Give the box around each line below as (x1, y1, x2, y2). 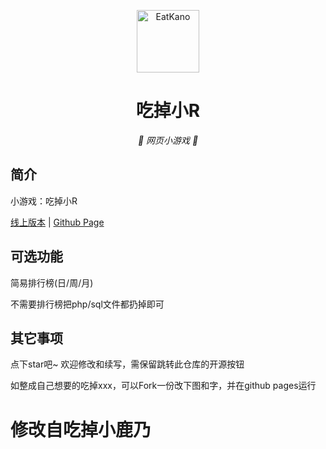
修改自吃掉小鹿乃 (10, 418, 152, 441)
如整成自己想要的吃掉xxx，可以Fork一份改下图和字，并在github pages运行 (10, 380, 317, 392)
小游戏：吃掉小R (10, 195, 78, 207)
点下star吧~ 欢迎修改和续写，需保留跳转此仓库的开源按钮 (10, 358, 245, 370)
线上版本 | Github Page (10, 216, 105, 228)
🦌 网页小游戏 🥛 (137, 134, 199, 146)
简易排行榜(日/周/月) (10, 276, 94, 289)
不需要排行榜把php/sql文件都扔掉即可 (10, 298, 165, 310)
